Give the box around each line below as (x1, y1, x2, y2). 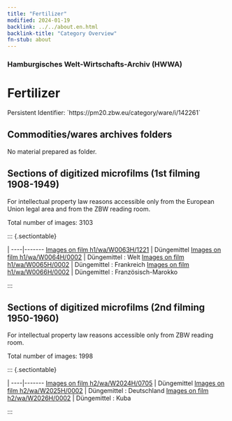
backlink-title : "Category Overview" (7, 29, 117, 37)
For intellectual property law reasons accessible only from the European (7, 197, 215, 205)
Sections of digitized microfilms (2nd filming (7, 302, 205, 313)
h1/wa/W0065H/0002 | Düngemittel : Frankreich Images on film (7, 260, 190, 268)
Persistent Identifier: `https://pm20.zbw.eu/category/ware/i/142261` (7, 108, 201, 116)
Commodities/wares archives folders (7, 129, 173, 141)
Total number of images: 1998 (7, 352, 93, 361)
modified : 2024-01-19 (7, 17, 71, 24)
